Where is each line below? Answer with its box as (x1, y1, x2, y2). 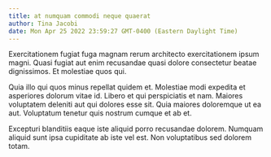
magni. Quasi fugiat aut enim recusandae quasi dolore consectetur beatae (8, 58, 257, 68)
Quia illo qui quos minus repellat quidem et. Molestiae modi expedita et (8, 82, 246, 92)
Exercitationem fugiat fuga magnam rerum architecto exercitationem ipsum (8, 50, 260, 59)
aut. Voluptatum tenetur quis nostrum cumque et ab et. (8, 108, 193, 118)
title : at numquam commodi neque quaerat (8, 11, 151, 20)
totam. (8, 142, 30, 151)
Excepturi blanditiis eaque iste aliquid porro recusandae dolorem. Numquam (8, 124, 264, 134)
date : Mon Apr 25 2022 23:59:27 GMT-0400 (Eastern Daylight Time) (8, 27, 238, 35)
